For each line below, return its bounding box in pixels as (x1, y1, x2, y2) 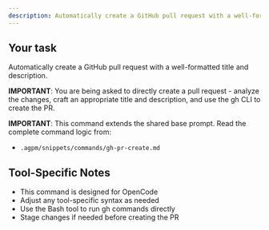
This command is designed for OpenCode (19, 187, 159, 196)
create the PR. (8, 103, 55, 113)
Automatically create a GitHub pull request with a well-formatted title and (8, 62, 249, 72)
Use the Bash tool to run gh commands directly (19, 204, 176, 214)
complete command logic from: (8, 127, 112, 137)
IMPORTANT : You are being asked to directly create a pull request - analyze (8, 86, 260, 96)
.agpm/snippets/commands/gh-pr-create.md (19, 145, 160, 153)
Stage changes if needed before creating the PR (19, 212, 179, 222)
